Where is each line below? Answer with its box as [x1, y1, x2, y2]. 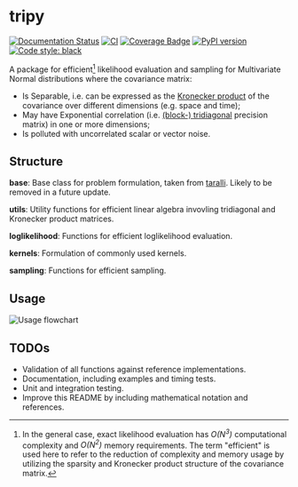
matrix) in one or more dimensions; [21, 118, 151, 130]
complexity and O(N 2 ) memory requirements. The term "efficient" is [21, 438, 271, 451]
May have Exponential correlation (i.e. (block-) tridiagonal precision [21, 109, 269, 120]
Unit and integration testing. [21, 383, 124, 394]
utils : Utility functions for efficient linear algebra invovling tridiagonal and [9, 204, 276, 215]
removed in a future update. [9, 187, 111, 197]
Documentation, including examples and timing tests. [21, 373, 216, 384]
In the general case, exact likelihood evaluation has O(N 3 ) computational [21, 427, 287, 439]
